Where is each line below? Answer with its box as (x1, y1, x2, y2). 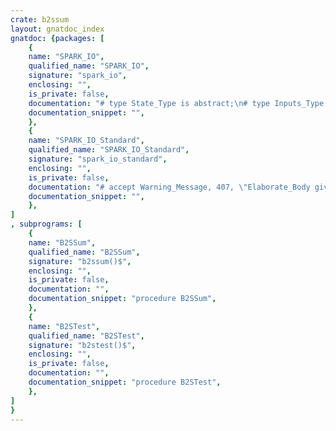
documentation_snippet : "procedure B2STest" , (28, 377, 222, 387)
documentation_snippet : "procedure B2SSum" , (28, 294, 217, 304)
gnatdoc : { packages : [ (10, 33, 105, 43)
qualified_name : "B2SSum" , (28, 247, 141, 257)
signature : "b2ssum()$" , (28, 256, 132, 266)
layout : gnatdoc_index (10, 24, 105, 34)
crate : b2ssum (10, 14, 70, 25)
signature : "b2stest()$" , (28, 340, 137, 350)
